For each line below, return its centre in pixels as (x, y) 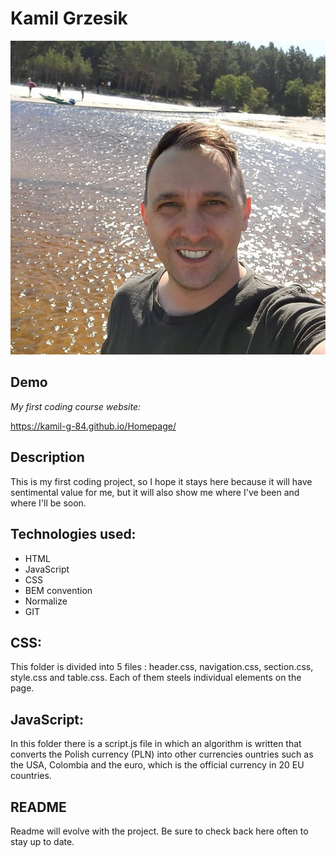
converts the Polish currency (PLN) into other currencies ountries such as (162, 754)
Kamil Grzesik (69, 18)
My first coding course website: (76, 406)
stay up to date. (42, 841)
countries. (31, 776)
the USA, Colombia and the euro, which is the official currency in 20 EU (157, 765)
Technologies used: (73, 534)
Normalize (46, 601)
